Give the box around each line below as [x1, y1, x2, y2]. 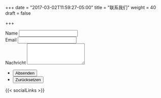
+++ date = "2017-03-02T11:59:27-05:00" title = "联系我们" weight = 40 [5, 5, 156, 10]
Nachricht [5, 60, 26, 66]
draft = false [5, 10, 31, 16]
